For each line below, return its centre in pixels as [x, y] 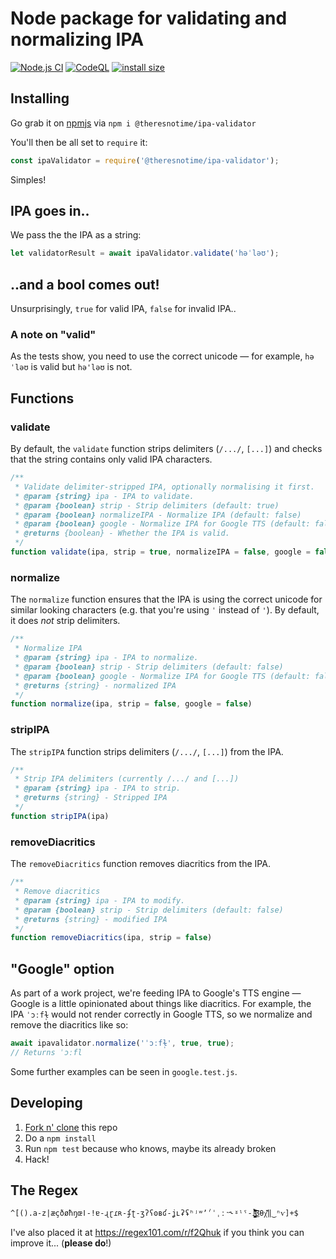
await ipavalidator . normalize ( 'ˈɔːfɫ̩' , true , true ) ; [122, 1043]
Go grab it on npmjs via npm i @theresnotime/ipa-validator [133, 123]
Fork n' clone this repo [71, 1127]
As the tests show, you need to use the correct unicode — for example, [156, 356]
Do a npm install [60, 1138]
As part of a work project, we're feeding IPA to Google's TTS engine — [156, 993]
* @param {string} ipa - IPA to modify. [100, 900]
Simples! [28, 179]
